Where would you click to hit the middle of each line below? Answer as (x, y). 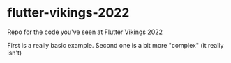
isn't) (15, 53)
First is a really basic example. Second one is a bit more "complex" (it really (115, 45)
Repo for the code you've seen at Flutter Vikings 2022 (85, 32)
